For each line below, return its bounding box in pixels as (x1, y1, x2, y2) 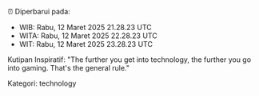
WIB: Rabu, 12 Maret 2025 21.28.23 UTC (18, 23, 153, 32)
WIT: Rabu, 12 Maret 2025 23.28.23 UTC (18, 40, 153, 48)
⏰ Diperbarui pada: (7, 7, 71, 16)
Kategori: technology (7, 79, 77, 88)
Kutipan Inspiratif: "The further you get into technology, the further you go (7, 55, 252, 64)
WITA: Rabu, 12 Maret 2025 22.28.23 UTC (18, 31, 157, 40)
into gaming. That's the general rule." (7, 63, 129, 72)
